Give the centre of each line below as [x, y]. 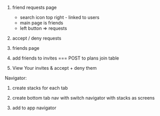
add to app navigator [34, 108]
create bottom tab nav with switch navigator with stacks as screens [83, 98]
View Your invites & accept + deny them [54, 68]
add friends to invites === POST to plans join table [65, 58]
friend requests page [34, 7]
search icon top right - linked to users [59, 17]
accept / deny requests [37, 38]
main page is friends [42, 23]
